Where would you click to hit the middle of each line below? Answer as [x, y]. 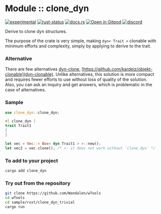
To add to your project [32, 160]
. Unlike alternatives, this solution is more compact [104, 74]
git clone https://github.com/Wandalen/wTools [53, 193]
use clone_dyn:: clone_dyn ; [32, 112]
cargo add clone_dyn [26, 171]
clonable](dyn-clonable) [29, 74]
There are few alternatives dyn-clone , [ [44, 69]
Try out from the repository [38, 183]
